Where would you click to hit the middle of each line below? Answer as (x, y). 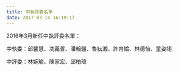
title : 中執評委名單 (30, 12)
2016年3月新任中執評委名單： (44, 35)
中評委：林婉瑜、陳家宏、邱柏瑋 (46, 61)
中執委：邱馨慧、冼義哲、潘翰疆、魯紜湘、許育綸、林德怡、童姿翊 (89, 49)
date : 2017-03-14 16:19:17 (41, 18)
